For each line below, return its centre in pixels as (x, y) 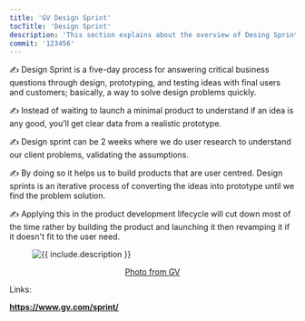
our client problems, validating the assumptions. (99, 155)
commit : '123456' (42, 43)
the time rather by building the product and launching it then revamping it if (150, 227)
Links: (20, 290)
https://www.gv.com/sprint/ (64, 307)
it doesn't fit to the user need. (65, 236)
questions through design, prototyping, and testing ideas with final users (145, 83)
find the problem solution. (58, 196)
